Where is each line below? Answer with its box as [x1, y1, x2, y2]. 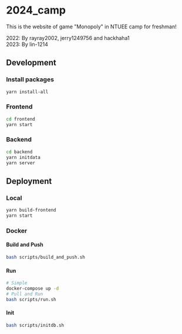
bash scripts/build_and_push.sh [6, 254, 85, 260]
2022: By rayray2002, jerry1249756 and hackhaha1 [6, 34, 130, 41]
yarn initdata [6, 154, 41, 160]
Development [6, 58, 57, 68]
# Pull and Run [6, 291, 43, 297]
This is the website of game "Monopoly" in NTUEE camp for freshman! [6, 23, 177, 30]
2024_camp [6, 4, 66, 17]
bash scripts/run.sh [6, 296, 57, 302]
